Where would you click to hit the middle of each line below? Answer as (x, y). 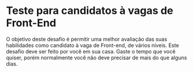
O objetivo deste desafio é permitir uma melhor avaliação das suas (87, 39)
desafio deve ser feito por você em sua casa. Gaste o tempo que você (91, 51)
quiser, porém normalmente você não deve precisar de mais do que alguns (97, 57)
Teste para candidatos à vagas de (90, 11)
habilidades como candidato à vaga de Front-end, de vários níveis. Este (93, 45)
